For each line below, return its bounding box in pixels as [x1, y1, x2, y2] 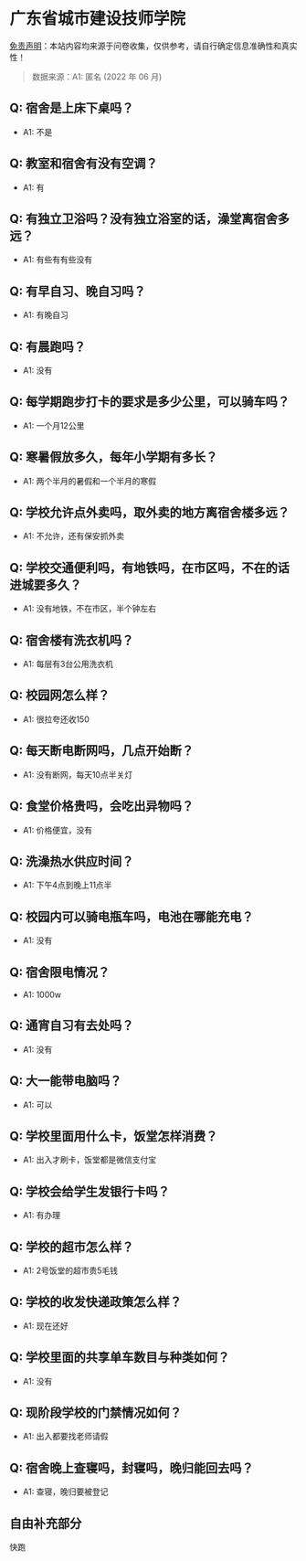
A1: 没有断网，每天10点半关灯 [22, 769, 133, 780]
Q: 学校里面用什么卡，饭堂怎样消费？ [9, 1128, 218, 1143]
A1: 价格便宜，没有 [22, 824, 93, 835]
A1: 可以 [22, 1099, 53, 1110]
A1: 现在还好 [22, 1320, 69, 1331]
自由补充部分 [9, 1515, 82, 1531]
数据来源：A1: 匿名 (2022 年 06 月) [31, 70, 163, 82]
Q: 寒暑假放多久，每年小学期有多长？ [9, 450, 218, 465]
